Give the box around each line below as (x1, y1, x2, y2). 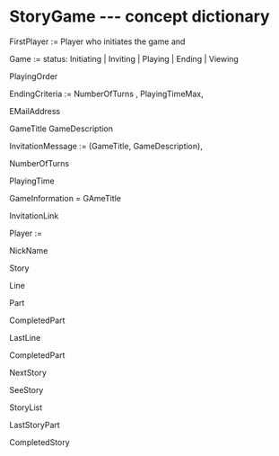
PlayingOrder (9, 70, 58, 82)
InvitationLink (9, 210, 59, 221)
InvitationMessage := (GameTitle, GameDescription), (9, 140, 204, 151)
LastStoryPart (9, 419, 60, 430)
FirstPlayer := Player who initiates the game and (9, 36, 186, 47)
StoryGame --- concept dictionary (9, 6, 271, 27)
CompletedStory (9, 436, 70, 447)
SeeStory (9, 384, 44, 395)
